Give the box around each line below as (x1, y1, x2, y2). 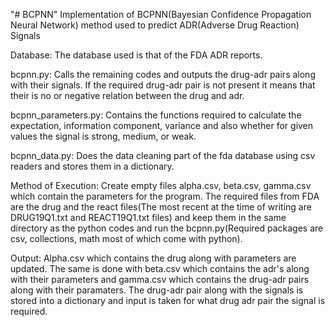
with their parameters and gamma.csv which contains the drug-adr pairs (10, 274, 310, 285)
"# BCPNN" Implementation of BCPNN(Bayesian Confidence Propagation (10, 9, 312, 20)
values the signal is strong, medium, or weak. (10, 130, 197, 142)
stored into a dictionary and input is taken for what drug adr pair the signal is (10, 295, 326, 306)
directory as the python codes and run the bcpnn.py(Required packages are (10, 222, 324, 234)
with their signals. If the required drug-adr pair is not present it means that (10, 79, 316, 91)
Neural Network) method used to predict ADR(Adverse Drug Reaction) (10, 19, 300, 31)
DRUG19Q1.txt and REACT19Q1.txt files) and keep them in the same (10, 212, 287, 223)
